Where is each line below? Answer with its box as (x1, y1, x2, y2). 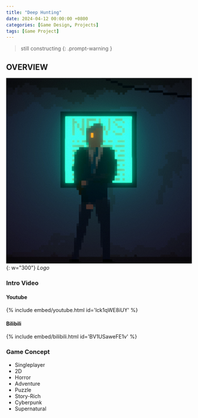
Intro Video (6, 278, 39, 287)
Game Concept (6, 348, 50, 356)
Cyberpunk (14, 399, 42, 406)
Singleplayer (14, 361, 45, 368)
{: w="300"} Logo (6, 264, 50, 271)
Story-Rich (14, 392, 41, 400)
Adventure (14, 380, 41, 387)
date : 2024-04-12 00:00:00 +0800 (6, 15, 88, 22)
